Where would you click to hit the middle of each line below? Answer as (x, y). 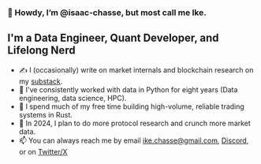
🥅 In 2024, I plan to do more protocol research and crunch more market (135, 123)
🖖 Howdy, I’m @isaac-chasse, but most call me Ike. (107, 13)
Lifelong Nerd (41, 50)
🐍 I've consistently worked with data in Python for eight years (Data (128, 89)
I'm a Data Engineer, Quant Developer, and (113, 38)
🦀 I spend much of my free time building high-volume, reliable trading (132, 106)
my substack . (41, 81)
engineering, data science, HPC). (73, 98)
